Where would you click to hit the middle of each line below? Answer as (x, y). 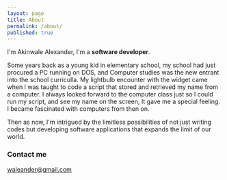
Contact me (27, 155)
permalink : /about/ (35, 26)
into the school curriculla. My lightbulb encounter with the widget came (108, 80)
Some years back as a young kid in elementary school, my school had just (111, 65)
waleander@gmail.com (39, 169)
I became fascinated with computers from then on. (78, 109)
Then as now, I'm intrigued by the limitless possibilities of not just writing (109, 122)
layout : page (26, 13)
